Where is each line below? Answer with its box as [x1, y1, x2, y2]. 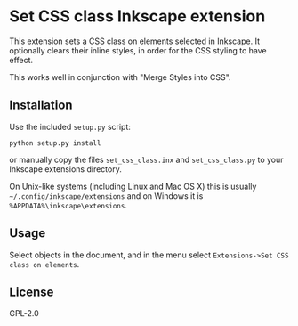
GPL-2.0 [9, 308, 40, 319]
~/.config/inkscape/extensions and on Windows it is [9, 190, 204, 201]
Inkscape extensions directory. [9, 163, 122, 175]
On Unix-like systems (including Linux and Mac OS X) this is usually [9, 181, 257, 192]
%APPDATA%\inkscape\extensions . [9, 200, 127, 210]
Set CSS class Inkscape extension [9, 6, 266, 27]
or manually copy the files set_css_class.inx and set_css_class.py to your [9, 154, 284, 165]
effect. [9, 54, 34, 65]
